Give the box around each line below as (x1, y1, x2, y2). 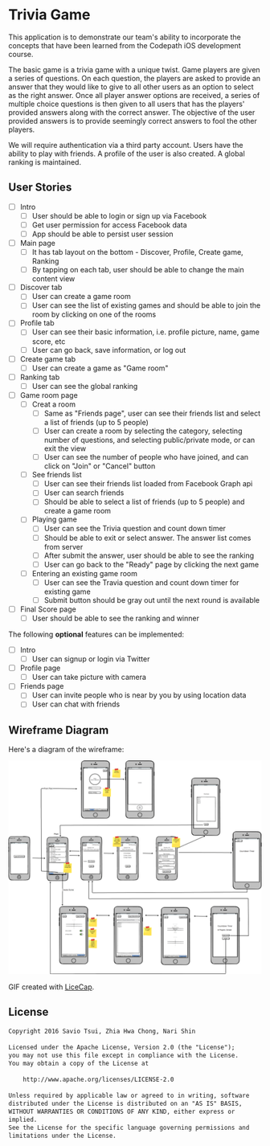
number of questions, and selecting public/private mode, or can (43, 436, 256, 445)
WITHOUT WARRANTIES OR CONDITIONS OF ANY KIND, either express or (8, 1107, 235, 1116)
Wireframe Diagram (8, 723, 109, 737)
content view (31, 274, 76, 284)
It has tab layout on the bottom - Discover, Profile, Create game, (31, 248, 243, 257)
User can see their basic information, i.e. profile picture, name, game (31, 327, 260, 337)
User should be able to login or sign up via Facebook (31, 211, 207, 220)
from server (43, 542, 84, 551)
